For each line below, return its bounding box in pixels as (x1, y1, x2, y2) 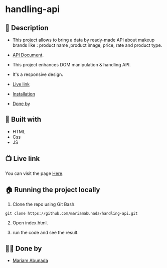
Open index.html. (12, 220, 48, 226)
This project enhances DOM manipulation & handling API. (12, 62, 131, 67)
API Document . (12, 52, 44, 58)
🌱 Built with (5, 115, 42, 124)
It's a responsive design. (12, 71, 64, 77)
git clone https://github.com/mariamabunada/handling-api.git (5, 211, 138, 216)
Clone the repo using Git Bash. (12, 201, 76, 207)
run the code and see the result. (12, 230, 79, 236)
